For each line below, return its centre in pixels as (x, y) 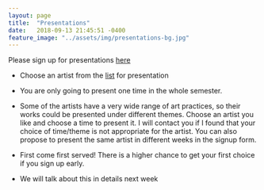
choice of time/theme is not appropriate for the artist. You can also (128, 131)
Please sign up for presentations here (69, 60)
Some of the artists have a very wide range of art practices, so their (130, 106)
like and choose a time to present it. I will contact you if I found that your (138, 123)
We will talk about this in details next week (89, 179)
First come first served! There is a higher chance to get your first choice (137, 155)
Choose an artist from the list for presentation (94, 75)
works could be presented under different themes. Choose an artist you (137, 115)
